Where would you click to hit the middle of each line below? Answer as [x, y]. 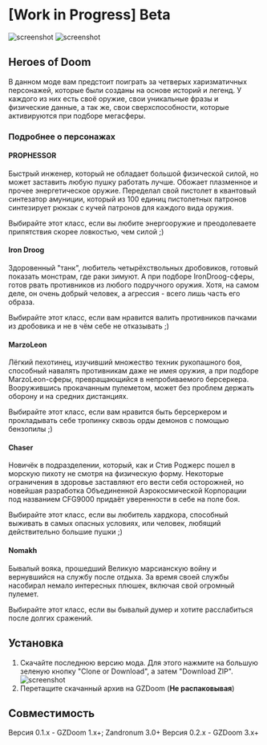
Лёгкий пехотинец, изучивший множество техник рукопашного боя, [125, 362]
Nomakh [23, 551]
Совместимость [51, 713]
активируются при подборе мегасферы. [77, 116]
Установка [36, 643]
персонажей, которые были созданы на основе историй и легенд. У [125, 90]
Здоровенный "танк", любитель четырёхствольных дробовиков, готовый [133, 268]
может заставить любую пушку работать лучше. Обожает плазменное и [133, 181]
